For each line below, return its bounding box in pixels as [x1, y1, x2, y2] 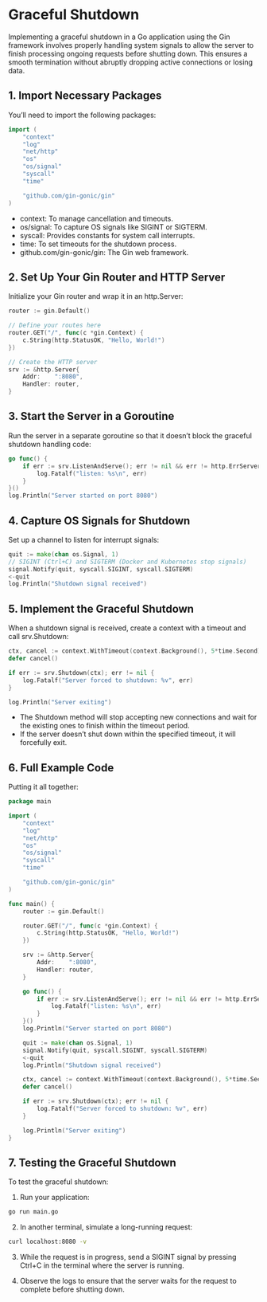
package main [8, 798, 52, 806]
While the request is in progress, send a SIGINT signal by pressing [19, 1253, 237, 1262]
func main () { [8, 900, 56, 908]
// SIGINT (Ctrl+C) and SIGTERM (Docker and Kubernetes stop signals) [8, 558, 247, 566]
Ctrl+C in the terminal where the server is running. [19, 1261, 184, 1270]
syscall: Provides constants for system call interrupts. [19, 230, 195, 240]
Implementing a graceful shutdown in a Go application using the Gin [8, 32, 230, 41]
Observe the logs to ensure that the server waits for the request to [19, 1277, 237, 1286]
